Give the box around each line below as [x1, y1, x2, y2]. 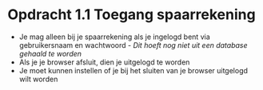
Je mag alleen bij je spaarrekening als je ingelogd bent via [18, 32, 210, 41]
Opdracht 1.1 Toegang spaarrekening [7, 6, 257, 24]
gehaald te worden [18, 49, 82, 58]
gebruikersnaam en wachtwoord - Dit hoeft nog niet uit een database [18, 40, 249, 49]
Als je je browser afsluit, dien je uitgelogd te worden [18, 57, 190, 67]
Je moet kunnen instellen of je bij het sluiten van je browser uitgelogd [18, 65, 249, 75]
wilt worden [18, 74, 58, 84]
